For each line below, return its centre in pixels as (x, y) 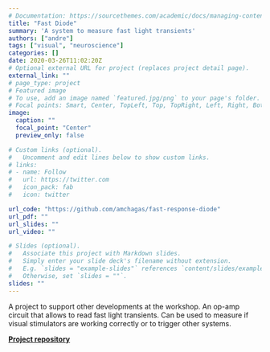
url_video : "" (32, 231)
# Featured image (37, 90)
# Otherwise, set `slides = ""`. (68, 276)
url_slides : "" (34, 224)
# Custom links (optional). (55, 149)
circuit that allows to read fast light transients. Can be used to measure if (129, 315)
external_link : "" (39, 76)
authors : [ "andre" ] (41, 38)
